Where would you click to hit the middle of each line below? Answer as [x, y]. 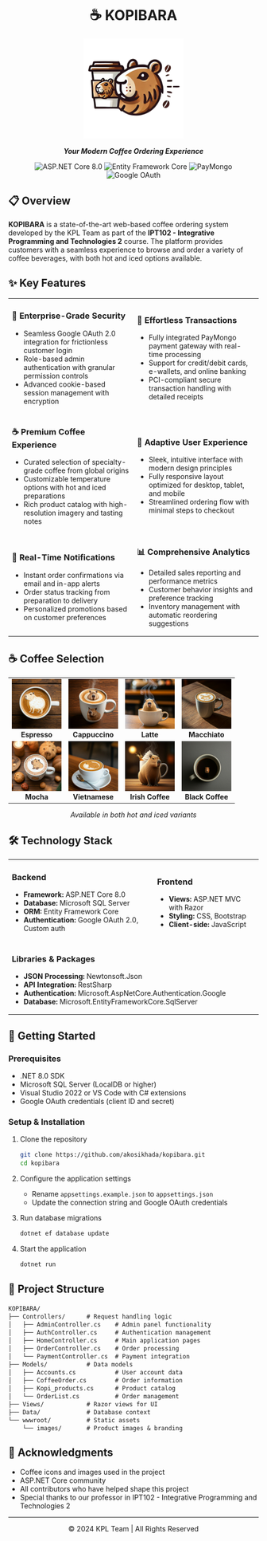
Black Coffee [207, 797]
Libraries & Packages [53, 959]
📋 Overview [40, 201]
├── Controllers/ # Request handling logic [90, 1316]
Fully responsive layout [186, 477]
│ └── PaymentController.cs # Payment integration [99, 1356]
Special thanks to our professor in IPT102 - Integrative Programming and [138, 1497]
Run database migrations [60, 1218]
